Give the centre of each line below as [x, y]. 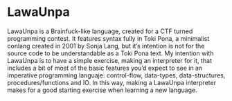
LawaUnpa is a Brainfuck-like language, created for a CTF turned [100, 31]
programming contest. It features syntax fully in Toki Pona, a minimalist [108, 38]
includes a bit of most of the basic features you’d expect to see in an [105, 68]
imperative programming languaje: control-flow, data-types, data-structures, [116, 75]
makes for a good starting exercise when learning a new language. [102, 90]
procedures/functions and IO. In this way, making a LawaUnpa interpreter [112, 82]
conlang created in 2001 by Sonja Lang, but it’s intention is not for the [106, 46]
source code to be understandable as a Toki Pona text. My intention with [110, 53]
